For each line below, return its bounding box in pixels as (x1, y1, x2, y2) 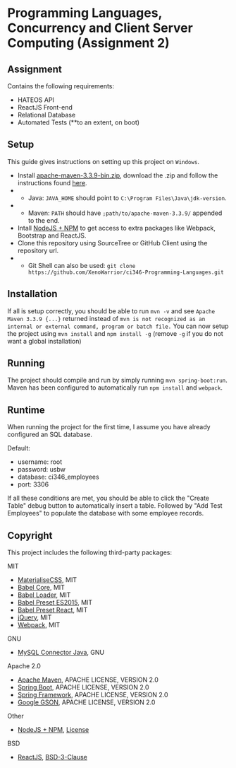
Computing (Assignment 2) (7, 35, 170, 51)
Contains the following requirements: (7, 82, 115, 90)
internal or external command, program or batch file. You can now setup (7, 322, 229, 330)
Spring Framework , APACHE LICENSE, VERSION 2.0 (17, 691, 168, 699)
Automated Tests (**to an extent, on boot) (17, 118, 139, 127)
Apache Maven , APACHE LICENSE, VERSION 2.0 (17, 675, 159, 684)
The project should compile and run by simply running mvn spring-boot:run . (7, 376, 228, 385)
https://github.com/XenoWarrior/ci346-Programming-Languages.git (27, 269, 224, 276)
